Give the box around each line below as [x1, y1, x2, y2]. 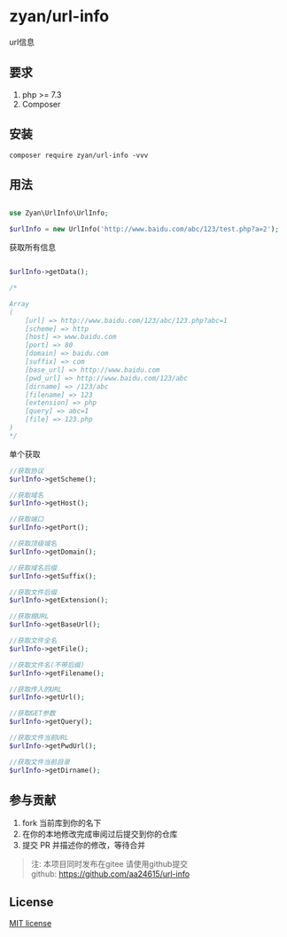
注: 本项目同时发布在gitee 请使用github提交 [30, 859, 189, 870]
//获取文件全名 [9, 636, 58, 645]
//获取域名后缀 [9, 563, 58, 572]
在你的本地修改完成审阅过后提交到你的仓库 [21, 829, 178, 839]
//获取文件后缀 [9, 587, 58, 596]
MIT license [9, 918, 52, 929]
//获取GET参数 [9, 709, 56, 718]
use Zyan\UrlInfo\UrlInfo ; [9, 209, 109, 218]
